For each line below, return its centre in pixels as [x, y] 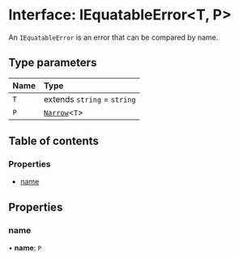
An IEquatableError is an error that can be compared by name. [113, 37]
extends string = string [90, 99]
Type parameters [53, 63]
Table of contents [53, 141]
